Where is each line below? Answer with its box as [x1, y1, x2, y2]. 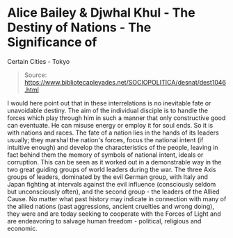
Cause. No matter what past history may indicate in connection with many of [7, 194, 227, 203]
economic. [7, 224, 38, 232]
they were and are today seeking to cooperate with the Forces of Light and [7, 210, 221, 218]
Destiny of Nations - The [7, 19, 152, 35]
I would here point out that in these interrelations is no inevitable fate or [7, 99, 211, 107]
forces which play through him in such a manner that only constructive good [7, 113, 226, 122]
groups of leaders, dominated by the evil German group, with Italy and [7, 172, 209, 181]
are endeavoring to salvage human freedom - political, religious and [7, 216, 202, 225]
